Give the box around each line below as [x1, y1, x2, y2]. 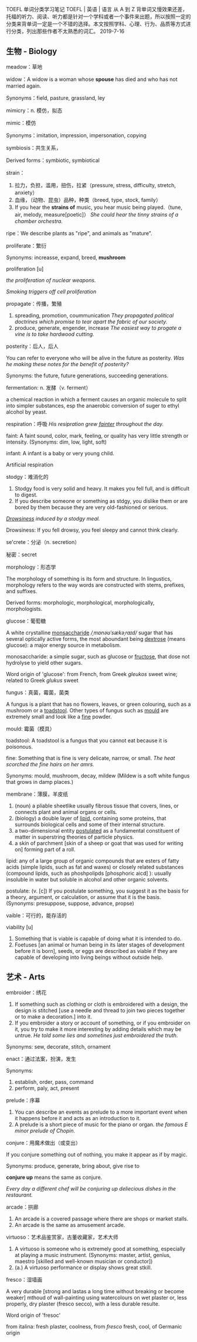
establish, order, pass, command [14, 1078, 94, 1085]
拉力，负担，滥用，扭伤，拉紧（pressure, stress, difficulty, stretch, [14, 181, 176, 188]
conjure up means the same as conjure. [6, 1174, 103, 1181]
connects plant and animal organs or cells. [14, 808, 117, 815]
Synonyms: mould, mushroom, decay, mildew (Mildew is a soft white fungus [6, 772, 190, 779]
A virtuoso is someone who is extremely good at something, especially [14, 1245, 186, 1252]
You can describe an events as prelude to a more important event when [14, 1108, 188, 1115]
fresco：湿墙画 [6, 1276, 43, 1283]
